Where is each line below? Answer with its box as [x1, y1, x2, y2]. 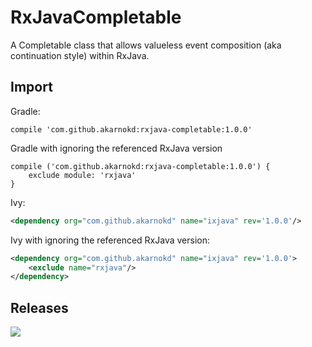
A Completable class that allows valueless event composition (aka [10, 39, 282, 51]
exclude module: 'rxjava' [28, 170, 137, 180]
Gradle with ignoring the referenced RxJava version [10, 142, 223, 154]
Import [10, 79, 53, 96]
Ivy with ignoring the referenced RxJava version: [10, 234, 211, 246]
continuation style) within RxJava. [10, 49, 150, 61]
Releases [10, 299, 69, 316]
